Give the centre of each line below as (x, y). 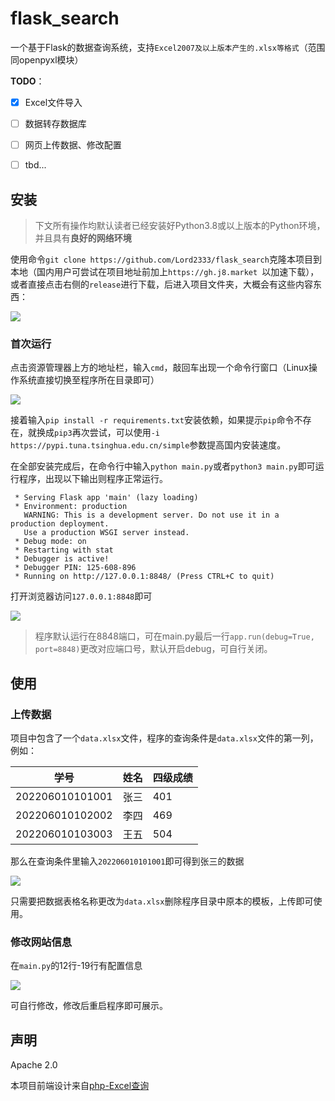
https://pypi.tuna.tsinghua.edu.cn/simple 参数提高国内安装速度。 (148, 445)
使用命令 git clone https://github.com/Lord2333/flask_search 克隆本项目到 (166, 259)
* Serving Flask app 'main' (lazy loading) (106, 498)
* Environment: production (71, 507)
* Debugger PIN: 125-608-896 (75, 568)
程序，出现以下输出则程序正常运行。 (93, 479)
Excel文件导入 (53, 102)
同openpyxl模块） (47, 59)
